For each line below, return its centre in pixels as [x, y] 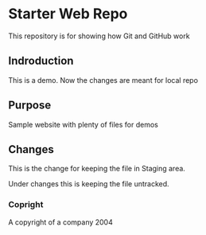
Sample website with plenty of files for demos [84, 124]
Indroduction [41, 61]
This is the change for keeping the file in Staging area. [97, 169]
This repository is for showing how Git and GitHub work [99, 36]
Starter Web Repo [68, 14]
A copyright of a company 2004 [60, 222]
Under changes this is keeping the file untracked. [89, 184]
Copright [26, 205]
